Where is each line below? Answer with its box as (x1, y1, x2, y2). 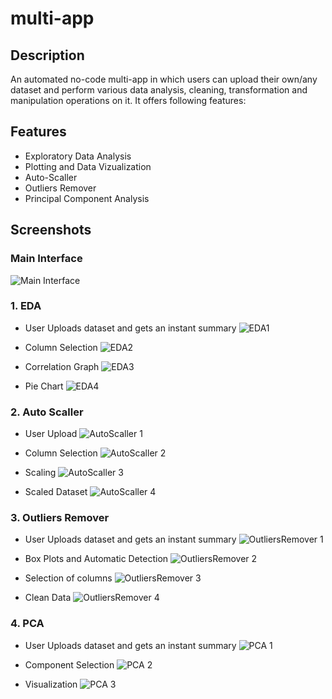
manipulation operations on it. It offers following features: (10, 95, 247, 106)
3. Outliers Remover (10, 511, 110, 525)
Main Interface (10, 252, 83, 266)
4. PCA (10, 617, 45, 631)
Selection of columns (24, 572, 113, 584)
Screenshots (10, 222, 92, 239)
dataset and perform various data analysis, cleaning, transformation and (10, 84, 308, 96)
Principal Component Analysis (24, 192, 150, 204)
